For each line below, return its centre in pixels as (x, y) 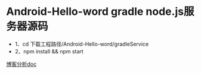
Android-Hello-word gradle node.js (95, 12)
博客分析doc (21, 64)
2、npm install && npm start (49, 51)
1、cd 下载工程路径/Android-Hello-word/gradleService (82, 44)
